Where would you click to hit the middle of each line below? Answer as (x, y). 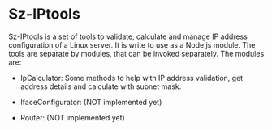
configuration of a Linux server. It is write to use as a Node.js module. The (132, 44)
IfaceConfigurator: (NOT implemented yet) (91, 102)
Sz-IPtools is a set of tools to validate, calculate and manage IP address (128, 36)
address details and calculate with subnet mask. (101, 86)
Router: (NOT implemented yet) (73, 117)
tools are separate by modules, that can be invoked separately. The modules (136, 53)
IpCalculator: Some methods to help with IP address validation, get (132, 78)
